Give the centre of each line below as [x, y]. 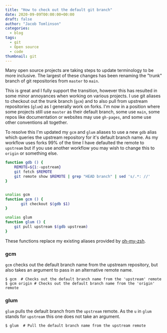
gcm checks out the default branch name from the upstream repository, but [82, 265]
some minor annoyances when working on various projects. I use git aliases [83, 96]
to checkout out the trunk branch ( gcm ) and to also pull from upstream [77, 101]
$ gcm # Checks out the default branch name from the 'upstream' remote [83, 279]
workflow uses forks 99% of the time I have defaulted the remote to [75, 143]
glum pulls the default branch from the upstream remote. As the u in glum [79, 311]
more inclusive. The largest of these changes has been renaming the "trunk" [83, 76]
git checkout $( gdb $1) [45, 204]
